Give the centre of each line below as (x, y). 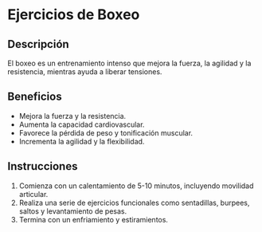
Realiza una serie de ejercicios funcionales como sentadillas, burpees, (134, 203)
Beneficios (35, 97)
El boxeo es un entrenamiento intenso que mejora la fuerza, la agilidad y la (129, 63)
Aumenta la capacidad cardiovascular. (82, 124)
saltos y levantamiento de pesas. (73, 211)
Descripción (38, 44)
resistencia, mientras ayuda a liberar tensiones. (85, 72)
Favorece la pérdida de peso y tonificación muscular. (106, 132)
